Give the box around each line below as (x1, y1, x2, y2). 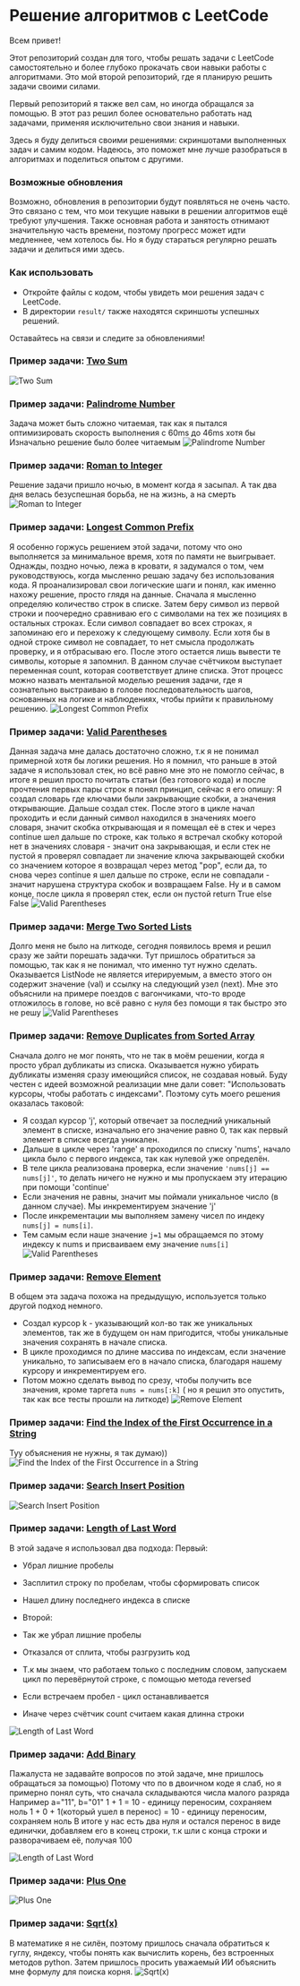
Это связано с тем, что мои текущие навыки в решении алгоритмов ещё (9, 206, 288, 217)
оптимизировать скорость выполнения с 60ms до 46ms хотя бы (9, 427, 256, 439)
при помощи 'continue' (21, 1181, 110, 1192)
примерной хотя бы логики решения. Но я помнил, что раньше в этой (9, 756, 278, 766)
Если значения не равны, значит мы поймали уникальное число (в (21, 1191, 279, 1202)
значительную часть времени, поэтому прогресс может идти (9, 225, 246, 235)
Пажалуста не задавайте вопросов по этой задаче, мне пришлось (9, 1768, 264, 1779)
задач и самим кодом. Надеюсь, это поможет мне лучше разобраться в (9, 144, 288, 155)
